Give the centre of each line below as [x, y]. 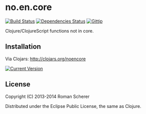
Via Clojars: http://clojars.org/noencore [46, 59]
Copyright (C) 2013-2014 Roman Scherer [47, 96]
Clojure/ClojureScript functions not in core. [49, 31]
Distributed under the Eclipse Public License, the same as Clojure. [73, 106]
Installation [23, 47]
